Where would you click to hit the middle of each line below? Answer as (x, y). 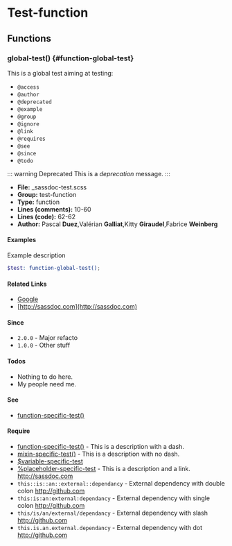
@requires (32, 139)
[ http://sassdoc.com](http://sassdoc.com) (77, 307)
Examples (22, 240)
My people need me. (47, 384)
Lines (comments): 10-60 (54, 209)
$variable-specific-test (50, 461)
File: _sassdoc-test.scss (52, 187)
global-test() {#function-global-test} (71, 58)
